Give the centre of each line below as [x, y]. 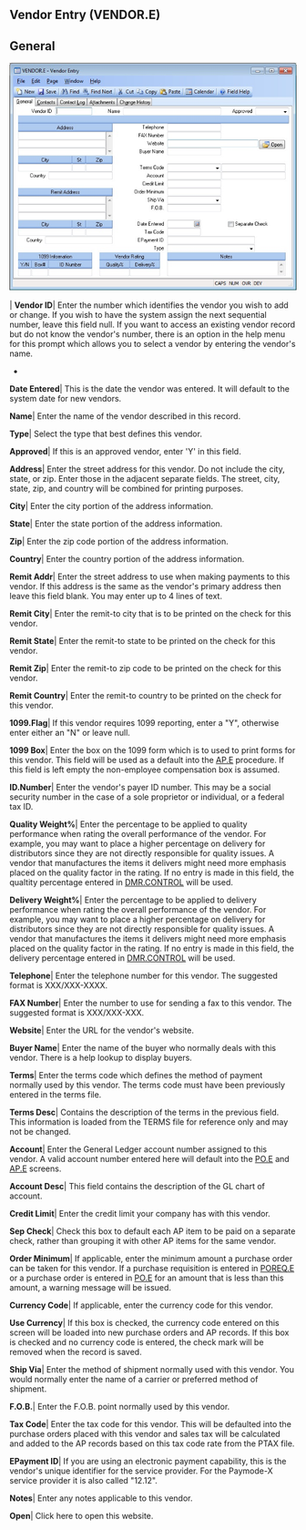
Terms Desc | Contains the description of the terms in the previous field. [144, 1112]
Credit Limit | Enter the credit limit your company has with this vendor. [140, 1213]
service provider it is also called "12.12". [83, 1480]
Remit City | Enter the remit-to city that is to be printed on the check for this [150, 613]
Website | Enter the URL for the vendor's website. [102, 1030]
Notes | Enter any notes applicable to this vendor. [101, 1498]
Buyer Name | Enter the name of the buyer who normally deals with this [143, 1047]
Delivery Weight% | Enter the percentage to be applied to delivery [133, 900]
